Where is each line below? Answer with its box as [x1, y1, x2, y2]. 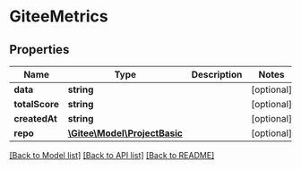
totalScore [13, 98, 60, 110]
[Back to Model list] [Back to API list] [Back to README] [9, 150, 215, 160]
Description [191, 69, 243, 80]
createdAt [13, 113, 58, 124]
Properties [9, 42, 70, 57]
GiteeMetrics [9, 6, 109, 27]
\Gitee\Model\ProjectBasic [67, 127, 184, 139]
